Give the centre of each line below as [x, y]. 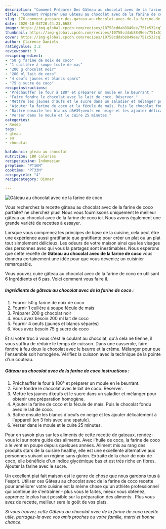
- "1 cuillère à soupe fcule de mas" [44, 65]
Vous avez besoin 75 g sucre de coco [50, 329]
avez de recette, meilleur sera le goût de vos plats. [56, 502]
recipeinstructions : [26, 88]
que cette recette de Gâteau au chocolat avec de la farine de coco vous [79, 254]
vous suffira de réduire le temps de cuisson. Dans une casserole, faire [76, 344]
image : [12, 28]
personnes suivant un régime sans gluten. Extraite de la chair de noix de [79, 456]
